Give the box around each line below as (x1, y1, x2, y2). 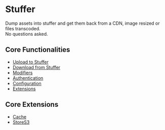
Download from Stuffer (12, 64, 61, 70)
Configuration (12, 80, 42, 86)
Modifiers (12, 70, 33, 76)
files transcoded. (5, 25, 40, 31)
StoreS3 (12, 119, 30, 125)
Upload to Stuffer (12, 59, 49, 65)
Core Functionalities (5, 45, 70, 54)
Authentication (12, 75, 44, 81)
